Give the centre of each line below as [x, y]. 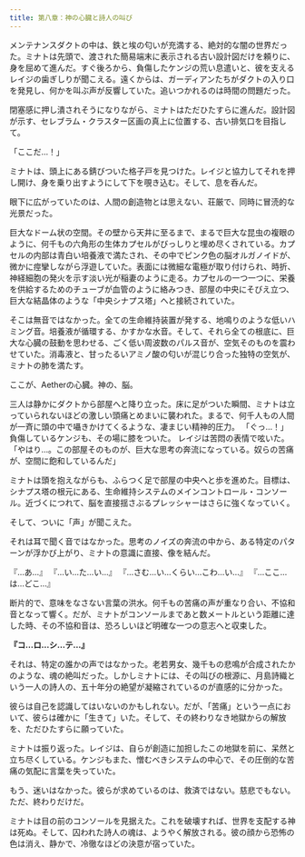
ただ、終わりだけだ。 [49, 802]
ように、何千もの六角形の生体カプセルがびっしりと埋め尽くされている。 [144, 244]
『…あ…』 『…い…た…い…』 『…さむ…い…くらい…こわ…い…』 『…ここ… [148, 572]
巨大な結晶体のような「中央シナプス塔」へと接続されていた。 [124, 300]
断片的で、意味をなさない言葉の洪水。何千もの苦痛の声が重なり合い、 [141, 603]
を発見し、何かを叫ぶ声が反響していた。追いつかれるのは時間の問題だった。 [152, 90]
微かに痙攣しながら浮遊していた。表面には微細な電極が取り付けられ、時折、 [152, 266]
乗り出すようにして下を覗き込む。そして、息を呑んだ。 [160, 182]
